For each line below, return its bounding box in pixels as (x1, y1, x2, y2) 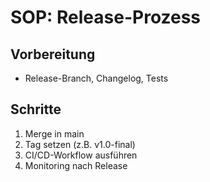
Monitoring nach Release (24, 159, 128, 171)
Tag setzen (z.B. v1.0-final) (24, 138, 136, 150)
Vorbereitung (10, 46, 96, 63)
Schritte (10, 101, 62, 118)
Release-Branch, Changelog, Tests (24, 72, 169, 84)
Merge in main (24, 127, 85, 140)
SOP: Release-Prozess (10, 6, 202, 29)
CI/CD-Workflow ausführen (24, 149, 138, 161)
